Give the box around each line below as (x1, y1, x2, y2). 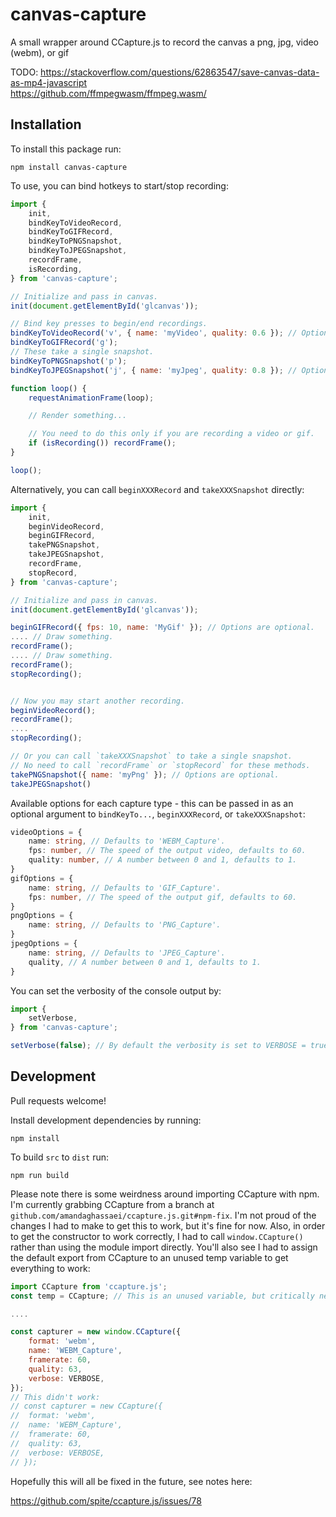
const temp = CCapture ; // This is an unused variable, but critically (10, 1291, 315, 1301)
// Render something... (28, 411, 128, 421)
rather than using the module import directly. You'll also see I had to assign (10, 1241, 318, 1253)
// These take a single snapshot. (10, 347, 155, 357)
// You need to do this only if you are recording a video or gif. (28, 429, 315, 439)
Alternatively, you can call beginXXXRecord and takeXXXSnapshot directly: (10, 483, 305, 495)
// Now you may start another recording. (10, 696, 186, 706)
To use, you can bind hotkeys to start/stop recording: (10, 179, 229, 192)
